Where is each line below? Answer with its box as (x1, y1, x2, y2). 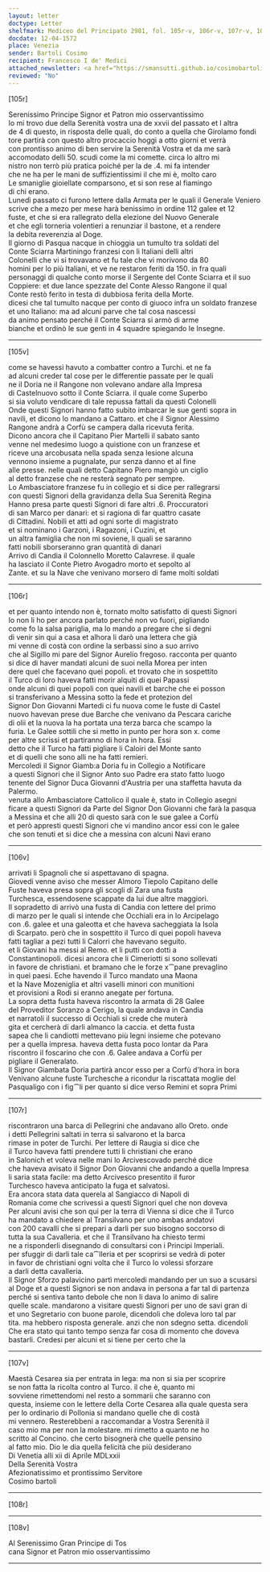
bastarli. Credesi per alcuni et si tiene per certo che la (8, 1334, 186, 1344)
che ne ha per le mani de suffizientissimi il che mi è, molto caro (8, 169, 217, 179)
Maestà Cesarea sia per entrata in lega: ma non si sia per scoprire (8, 1373, 227, 1383)
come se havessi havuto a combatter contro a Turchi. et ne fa (8, 362, 211, 371)
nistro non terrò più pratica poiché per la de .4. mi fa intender (8, 160, 211, 170)
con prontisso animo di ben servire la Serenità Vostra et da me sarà (8, 143, 231, 153)
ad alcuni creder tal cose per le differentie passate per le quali (8, 371, 214, 380)
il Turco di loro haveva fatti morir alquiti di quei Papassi (8, 674, 190, 685)
